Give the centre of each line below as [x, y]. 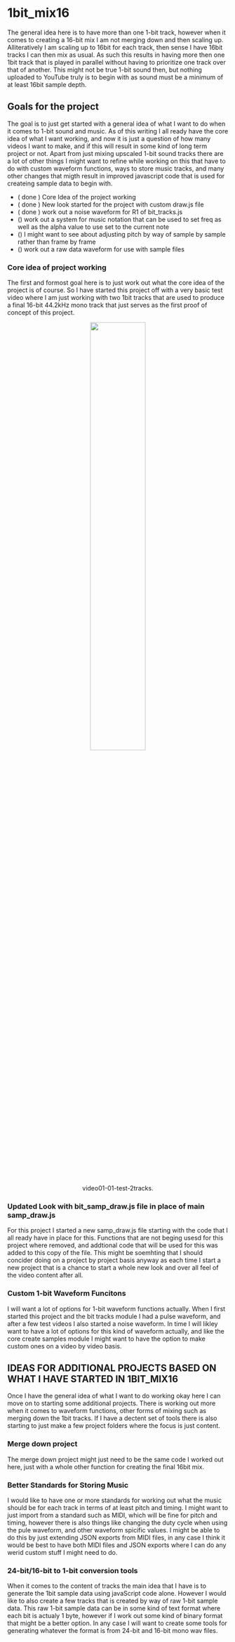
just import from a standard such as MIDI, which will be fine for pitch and [112, 1516]
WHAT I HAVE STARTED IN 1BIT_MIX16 [93, 1379]
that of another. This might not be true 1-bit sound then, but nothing [105, 70]
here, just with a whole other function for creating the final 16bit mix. [106, 1466]
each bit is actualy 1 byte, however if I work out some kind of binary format [115, 1616]
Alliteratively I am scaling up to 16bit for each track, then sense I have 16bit [115, 47]
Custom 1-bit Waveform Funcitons [67, 1294]
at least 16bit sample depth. [47, 84]
